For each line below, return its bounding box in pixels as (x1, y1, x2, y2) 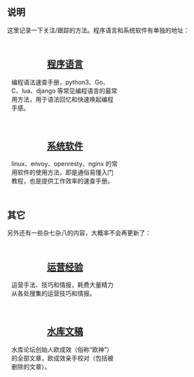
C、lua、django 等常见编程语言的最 (11, 87, 112, 95)
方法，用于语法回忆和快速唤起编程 (16, 95, 114, 103)
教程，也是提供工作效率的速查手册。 (11, 177, 114, 185)
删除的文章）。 (11, 363, 51, 371)
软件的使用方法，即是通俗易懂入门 (16, 168, 114, 176)
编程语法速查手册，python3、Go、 (11, 78, 110, 86)
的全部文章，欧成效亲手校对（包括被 (11, 354, 114, 362)
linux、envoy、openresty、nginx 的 (11, 160, 112, 168)
